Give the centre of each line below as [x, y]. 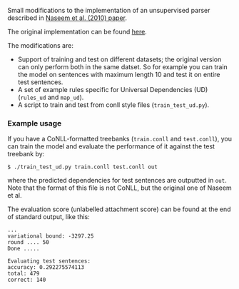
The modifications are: [40, 45]
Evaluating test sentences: [49, 261]
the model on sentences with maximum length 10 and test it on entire [119, 75]
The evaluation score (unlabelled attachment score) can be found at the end [119, 209]
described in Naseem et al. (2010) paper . [67, 18]
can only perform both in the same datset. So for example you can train [123, 67]
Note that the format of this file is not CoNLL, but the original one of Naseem [119, 188]
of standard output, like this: [49, 217]
